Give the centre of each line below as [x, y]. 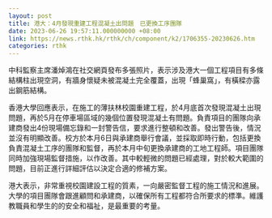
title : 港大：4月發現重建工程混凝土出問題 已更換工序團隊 [95, 24]
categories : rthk [38, 46]
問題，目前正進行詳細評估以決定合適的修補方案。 [90, 169]
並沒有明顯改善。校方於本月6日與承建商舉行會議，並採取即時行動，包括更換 [135, 138]
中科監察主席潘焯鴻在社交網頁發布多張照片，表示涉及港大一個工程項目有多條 [136, 71]
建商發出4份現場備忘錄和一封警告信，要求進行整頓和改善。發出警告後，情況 [135, 128]
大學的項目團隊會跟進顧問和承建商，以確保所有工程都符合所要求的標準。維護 [136, 196]
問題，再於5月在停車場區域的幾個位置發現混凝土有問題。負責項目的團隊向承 [135, 118]
